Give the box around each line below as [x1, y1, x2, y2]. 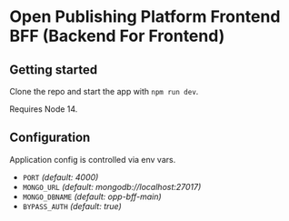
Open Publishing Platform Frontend [9, 6, 281, 27]
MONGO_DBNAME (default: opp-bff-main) [22, 191, 162, 202]
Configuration [9, 130, 91, 146]
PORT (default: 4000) [22, 171, 99, 183]
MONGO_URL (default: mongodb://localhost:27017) [22, 181, 202, 192]
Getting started [9, 62, 98, 77]
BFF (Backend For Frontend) [9, 25, 225, 46]
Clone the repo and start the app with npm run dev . [9, 86, 199, 96]
